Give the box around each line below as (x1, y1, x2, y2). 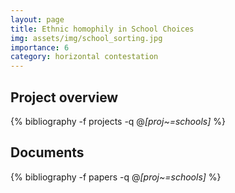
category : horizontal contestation (10, 52, 159, 62)
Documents (10, 144, 85, 161)
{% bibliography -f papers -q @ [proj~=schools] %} (10, 171, 222, 183)
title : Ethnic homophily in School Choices (10, 24, 195, 34)
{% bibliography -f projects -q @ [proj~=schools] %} (10, 115, 226, 127)
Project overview (10, 89, 119, 106)
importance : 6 (10, 42, 70, 53)
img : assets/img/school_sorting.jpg (10, 33, 163, 43)
